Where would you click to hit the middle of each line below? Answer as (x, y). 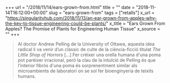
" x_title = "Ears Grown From (135, 23)
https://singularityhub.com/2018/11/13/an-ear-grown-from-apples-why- (82, 18)
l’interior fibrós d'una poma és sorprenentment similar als (78, 66)
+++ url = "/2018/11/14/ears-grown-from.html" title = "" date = (70, 7)
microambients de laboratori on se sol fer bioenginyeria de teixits (86, 71)
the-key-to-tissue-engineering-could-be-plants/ (56, 23)
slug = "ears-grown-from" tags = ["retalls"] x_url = (102, 13)
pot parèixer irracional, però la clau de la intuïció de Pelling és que (87, 60)
